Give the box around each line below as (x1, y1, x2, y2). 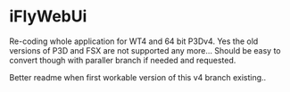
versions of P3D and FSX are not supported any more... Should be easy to (9, 45, 281, 55)
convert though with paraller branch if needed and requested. (9, 54, 236, 65)
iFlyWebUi (9, 6, 87, 27)
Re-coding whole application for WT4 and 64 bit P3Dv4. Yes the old (9, 36, 259, 46)
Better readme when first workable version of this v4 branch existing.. (9, 71, 267, 82)
